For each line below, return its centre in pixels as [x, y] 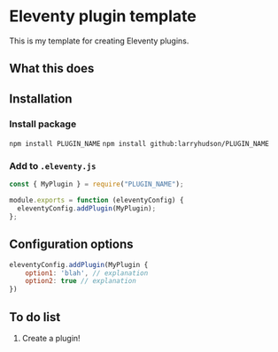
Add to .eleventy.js [53, 165]
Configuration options [72, 245]
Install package [43, 124]
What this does [52, 69]
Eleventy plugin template [103, 16]
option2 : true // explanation [81, 281]
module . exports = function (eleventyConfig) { [97, 201]
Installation [41, 99]
